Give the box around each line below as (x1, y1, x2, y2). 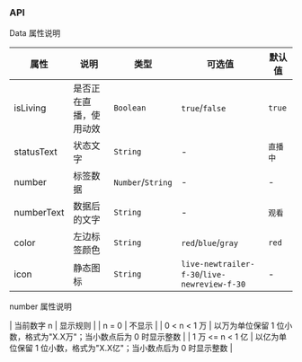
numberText (13, 207, 65, 219)
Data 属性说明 (9, 28, 61, 39)
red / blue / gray (181, 236, 239, 249)
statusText (13, 146, 58, 158)
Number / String (113, 176, 173, 189)
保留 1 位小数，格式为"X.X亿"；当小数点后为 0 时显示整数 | (16, 343, 234, 354)
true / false (181, 102, 226, 114)
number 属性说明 (9, 301, 72, 312)
